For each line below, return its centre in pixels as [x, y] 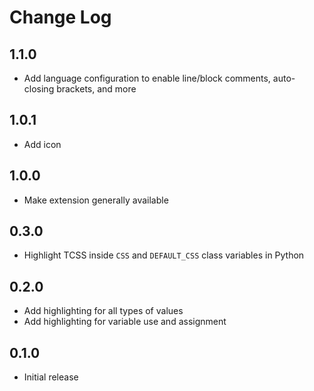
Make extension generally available [96, 200]
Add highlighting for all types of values [103, 311]
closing [39, 89]
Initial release [51, 377]
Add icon [42, 144]
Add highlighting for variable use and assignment [125, 322]
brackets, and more [96, 89]
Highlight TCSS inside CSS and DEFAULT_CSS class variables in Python [164, 255]
